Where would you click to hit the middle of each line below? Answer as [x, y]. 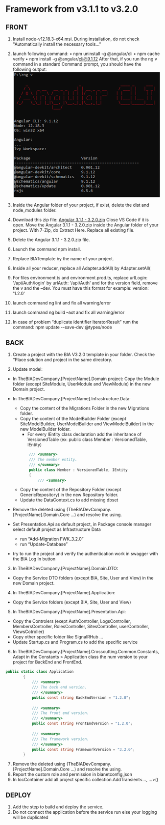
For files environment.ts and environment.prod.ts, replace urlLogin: [80, 278]
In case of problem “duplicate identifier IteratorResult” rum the [75, 322]
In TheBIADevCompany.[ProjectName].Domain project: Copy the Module [86, 379]
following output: [30, 69]
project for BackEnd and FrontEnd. [47, 662]
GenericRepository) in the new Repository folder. [69, 495]
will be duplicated [30, 817]
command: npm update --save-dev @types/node [62, 327]
